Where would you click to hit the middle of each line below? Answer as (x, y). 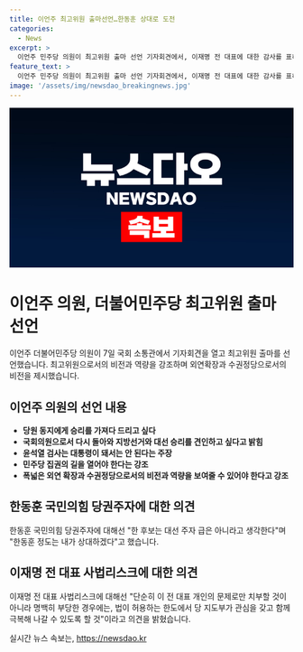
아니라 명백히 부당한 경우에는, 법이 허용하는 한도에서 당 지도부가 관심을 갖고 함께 (150, 607)
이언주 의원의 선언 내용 (69, 407)
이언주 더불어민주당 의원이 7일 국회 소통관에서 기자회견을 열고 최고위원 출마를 (145, 353)
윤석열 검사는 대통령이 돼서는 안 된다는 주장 (97, 453)
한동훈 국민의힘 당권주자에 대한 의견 (102, 507)
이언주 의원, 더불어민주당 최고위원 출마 (143, 304)
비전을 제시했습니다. (44, 376)
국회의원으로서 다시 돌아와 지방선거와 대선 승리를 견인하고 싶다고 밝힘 (142, 442)
